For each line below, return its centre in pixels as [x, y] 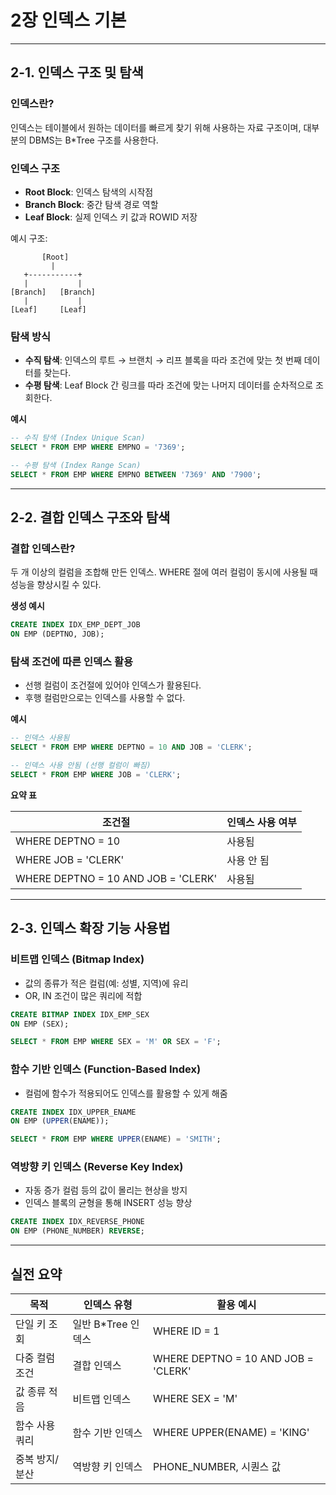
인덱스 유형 [108, 1305]
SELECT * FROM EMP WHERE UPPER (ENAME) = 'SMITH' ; [116, 1139]
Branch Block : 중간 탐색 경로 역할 [91, 204]
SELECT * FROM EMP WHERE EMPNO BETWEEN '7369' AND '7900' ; [136, 474]
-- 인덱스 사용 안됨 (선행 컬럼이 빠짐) [81, 766]
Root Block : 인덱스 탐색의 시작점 [89, 192]
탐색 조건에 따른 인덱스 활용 [72, 662]
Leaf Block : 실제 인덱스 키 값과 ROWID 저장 [111, 217]
